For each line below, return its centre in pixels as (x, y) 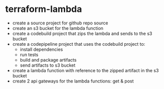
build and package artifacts (48, 60)
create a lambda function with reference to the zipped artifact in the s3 (86, 70)
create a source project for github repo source (60, 23)
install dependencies (41, 49)
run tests (29, 54)
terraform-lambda (44, 9)
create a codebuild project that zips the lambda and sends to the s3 (82, 33)
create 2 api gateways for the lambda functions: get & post (73, 81)
